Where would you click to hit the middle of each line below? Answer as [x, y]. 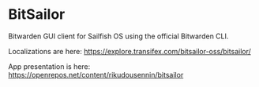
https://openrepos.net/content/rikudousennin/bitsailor [96, 74]
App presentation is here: [49, 66]
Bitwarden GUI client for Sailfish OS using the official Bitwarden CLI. [118, 36]
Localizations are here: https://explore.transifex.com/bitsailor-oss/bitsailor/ [129, 51]
